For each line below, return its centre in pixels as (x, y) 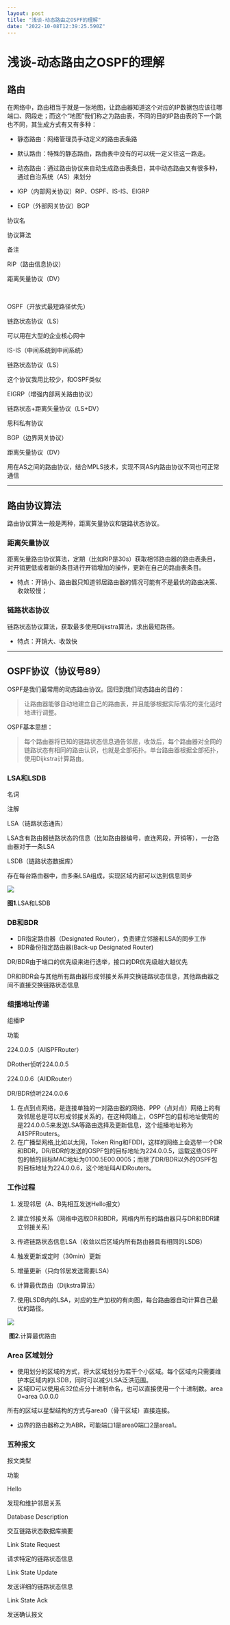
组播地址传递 (28, 1004)
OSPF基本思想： (30, 727)
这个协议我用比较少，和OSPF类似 (54, 380)
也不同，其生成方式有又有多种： (52, 125)
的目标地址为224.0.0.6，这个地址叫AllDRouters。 (86, 1168)
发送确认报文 (25, 1615)
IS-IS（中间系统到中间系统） (47, 350)
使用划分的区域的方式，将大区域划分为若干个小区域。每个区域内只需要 (116, 1371)
